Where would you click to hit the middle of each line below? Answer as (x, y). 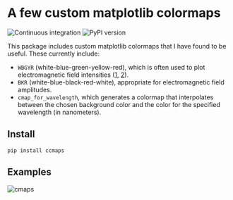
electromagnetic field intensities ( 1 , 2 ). (73, 75)
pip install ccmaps (36, 150)
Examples (29, 172)
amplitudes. (35, 89)
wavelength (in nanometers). (59, 112)
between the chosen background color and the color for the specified (119, 104)
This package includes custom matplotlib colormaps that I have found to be (117, 46)
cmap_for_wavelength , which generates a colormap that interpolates (115, 97)
